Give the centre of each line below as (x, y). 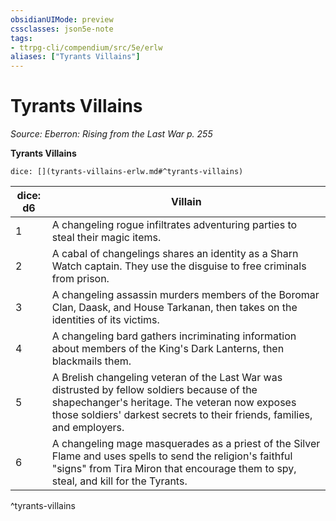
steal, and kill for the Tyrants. (119, 481)
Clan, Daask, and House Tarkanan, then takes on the (174, 308)
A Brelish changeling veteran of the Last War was (167, 378)
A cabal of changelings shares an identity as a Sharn (175, 254)
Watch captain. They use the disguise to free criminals (179, 266)
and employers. (88, 428)
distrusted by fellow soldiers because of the (154, 390)
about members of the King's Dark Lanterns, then (168, 349)
